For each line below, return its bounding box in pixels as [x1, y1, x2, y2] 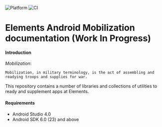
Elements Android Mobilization [5, 22, 135, 33]
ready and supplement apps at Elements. [5, 89, 89, 95]
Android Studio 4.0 [12, 111, 51, 117]
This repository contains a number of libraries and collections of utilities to [5, 83, 158, 89]
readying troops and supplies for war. [5, 75, 88, 80]
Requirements [5, 100, 35, 106]
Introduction [5, 49, 31, 55]
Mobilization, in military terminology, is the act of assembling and [5, 70, 155, 75]
